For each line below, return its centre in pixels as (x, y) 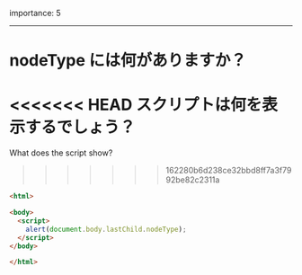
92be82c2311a (193, 180)
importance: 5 (35, 13)
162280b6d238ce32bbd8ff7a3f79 (229, 171)
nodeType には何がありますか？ (128, 61)
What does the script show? (61, 153)
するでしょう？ (81, 127)
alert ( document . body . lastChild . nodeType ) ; (106, 229)
